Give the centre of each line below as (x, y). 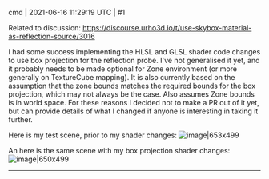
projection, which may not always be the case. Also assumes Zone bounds (131, 94)
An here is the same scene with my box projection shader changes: (119, 151)
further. (21, 119)
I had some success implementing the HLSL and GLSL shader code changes (134, 52)
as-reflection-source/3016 (52, 36)
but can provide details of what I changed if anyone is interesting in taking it (133, 111)
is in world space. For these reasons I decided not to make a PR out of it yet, (134, 103)
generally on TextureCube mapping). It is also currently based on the (122, 77)
